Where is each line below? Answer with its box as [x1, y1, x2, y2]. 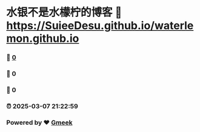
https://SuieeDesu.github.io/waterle [6, 19, 194, 33]
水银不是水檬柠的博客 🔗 [6, 5, 122, 19]
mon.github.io [6, 31, 79, 45]
